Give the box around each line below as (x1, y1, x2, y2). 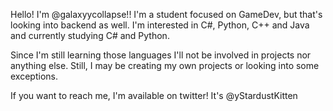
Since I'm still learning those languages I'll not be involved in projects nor (10, 49, 312, 61)
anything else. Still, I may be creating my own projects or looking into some (10, 60, 320, 71)
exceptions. (10, 70, 58, 82)
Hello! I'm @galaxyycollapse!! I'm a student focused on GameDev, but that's (10, 9, 323, 20)
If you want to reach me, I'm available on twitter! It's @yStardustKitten (10, 90, 298, 101)
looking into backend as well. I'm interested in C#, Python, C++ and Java (10, 19, 310, 31)
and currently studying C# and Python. (10, 30, 170, 41)
